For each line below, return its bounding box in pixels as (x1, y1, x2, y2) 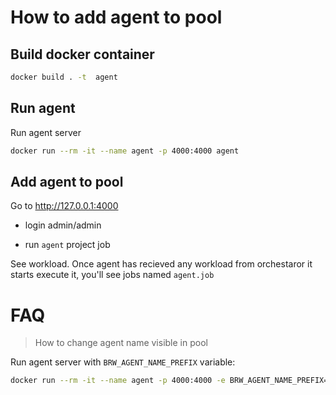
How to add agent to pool (10, 6, 223, 29)
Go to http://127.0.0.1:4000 (10, 200, 119, 212)
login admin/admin (24, 219, 102, 231)
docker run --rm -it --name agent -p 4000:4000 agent (10, 146, 240, 156)
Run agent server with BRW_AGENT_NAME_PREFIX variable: (10, 356, 236, 368)
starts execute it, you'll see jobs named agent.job (10, 269, 215, 281)
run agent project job (24, 239, 111, 251)
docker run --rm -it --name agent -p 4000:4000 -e (10, 376, 226, 386)
